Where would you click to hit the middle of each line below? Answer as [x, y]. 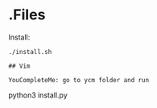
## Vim [19, 66]
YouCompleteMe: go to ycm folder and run [79, 80]
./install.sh [30, 52]
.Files [27, 15]
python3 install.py [38, 95]
